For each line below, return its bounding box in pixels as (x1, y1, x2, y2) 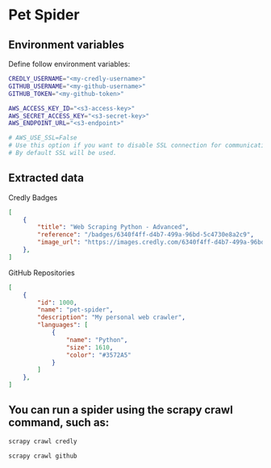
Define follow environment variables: (8, 59, 131, 69)
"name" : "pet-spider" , (37, 306, 114, 314)
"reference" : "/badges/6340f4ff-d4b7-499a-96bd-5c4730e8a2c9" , (37, 231, 254, 239)
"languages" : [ (37, 321, 89, 329)
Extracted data (8, 171, 85, 185)
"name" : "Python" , (65, 336, 128, 344)
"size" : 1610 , (65, 343, 114, 352)
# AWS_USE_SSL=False (8, 134, 78, 142)
